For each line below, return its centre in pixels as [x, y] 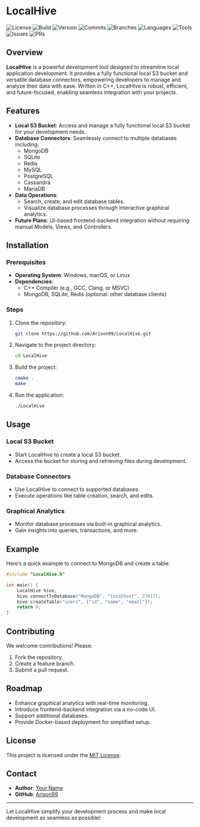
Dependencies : [34, 282]
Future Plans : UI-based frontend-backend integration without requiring [102, 220]
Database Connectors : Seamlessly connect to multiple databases [96, 138]
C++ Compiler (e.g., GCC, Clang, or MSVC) [76, 288]
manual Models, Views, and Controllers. [64, 226]
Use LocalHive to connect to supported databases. [77, 489]
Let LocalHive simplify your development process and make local [86, 812]
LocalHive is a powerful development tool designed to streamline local [93, 67]
